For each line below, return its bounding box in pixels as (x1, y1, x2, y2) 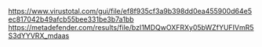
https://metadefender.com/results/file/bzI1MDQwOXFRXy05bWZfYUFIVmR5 (8, 23, 254, 32)
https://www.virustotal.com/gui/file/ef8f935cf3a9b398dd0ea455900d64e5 (8, 7, 253, 15)
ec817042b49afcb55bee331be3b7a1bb (8, 15, 135, 24)
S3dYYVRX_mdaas (8, 31, 70, 40)
